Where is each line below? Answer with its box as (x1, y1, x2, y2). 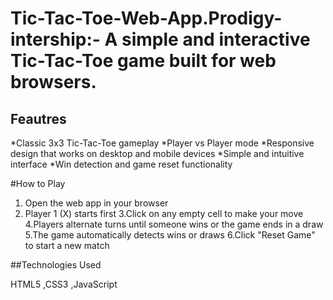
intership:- (10, 28, 101, 51)
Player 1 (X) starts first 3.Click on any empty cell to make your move (24, 208, 304, 219)
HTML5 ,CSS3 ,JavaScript (10, 278, 118, 290)
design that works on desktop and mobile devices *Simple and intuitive (10, 148, 305, 159)
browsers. (10, 71, 97, 94)
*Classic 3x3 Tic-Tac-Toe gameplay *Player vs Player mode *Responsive (10, 137, 315, 149)
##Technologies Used (10, 259, 102, 271)
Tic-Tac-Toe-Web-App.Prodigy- (10, 7, 283, 30)
